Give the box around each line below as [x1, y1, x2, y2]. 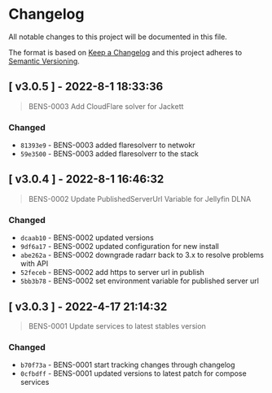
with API [20, 259, 49, 269]
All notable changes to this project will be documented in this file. [8, 32, 228, 41]
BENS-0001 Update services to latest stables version [28, 321, 206, 330]
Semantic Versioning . [8, 56, 80, 66]
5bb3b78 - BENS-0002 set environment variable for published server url [20, 276, 259, 286]
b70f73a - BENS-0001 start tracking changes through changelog [20, 360, 235, 370]
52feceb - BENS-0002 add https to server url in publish [20, 268, 205, 277]
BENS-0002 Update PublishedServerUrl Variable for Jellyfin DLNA [28, 194, 252, 203]
